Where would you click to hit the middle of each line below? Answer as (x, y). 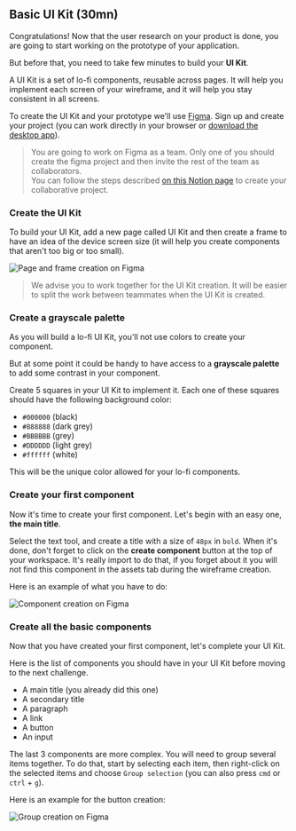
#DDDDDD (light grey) (57, 445)
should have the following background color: (91, 400)
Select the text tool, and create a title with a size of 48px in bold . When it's (143, 541)
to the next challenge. (49, 673)
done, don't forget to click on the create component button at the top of (141, 550)
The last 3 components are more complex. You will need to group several (143, 754)
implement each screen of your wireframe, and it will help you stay (131, 89)
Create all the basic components (81, 627)
